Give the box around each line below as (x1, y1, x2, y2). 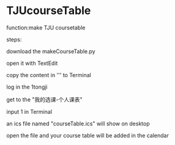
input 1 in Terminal (6, 108, 53, 115)
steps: (6, 35, 22, 43)
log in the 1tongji (6, 83, 48, 91)
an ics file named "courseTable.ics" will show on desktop (6, 120, 150, 127)
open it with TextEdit (6, 59, 58, 67)
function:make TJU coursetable (6, 24, 86, 31)
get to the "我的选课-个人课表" (6, 95, 83, 103)
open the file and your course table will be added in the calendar (6, 132, 169, 139)
